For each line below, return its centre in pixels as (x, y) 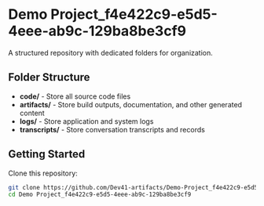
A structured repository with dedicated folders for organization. (111, 52)
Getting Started (47, 154)
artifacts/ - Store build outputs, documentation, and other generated (130, 104)
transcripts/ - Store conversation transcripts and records (112, 129)
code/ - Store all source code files (75, 96)
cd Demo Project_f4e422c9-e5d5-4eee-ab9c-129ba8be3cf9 (100, 195)
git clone (24, 187)
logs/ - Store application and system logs (86, 121)
